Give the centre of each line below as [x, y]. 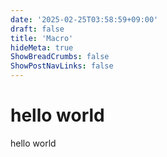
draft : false [37, 29]
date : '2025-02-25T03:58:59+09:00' [84, 19]
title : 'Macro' [42, 38]
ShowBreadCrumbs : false [60, 57]
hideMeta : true [42, 47]
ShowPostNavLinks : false [62, 66]
